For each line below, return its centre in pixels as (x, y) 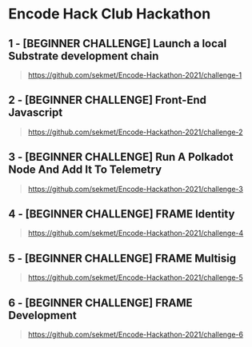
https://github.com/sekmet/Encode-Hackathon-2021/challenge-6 (136, 335)
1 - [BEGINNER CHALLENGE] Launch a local (118, 44)
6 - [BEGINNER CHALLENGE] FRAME (101, 303)
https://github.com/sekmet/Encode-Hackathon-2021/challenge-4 (136, 233)
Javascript (36, 113)
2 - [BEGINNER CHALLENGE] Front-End (107, 100)
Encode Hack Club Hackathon (110, 14)
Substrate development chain (84, 56)
